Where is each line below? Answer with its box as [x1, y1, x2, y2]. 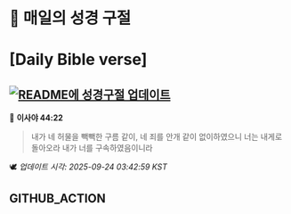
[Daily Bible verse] [9, 50, 148, 70]
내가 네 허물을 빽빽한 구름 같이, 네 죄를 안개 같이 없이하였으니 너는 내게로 [30, 131, 283, 143]
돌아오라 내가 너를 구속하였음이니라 [30, 143, 153, 153]
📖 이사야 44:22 [9, 112, 64, 123]
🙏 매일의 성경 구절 [9, 8, 132, 29]
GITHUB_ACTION [9, 191, 107, 206]
